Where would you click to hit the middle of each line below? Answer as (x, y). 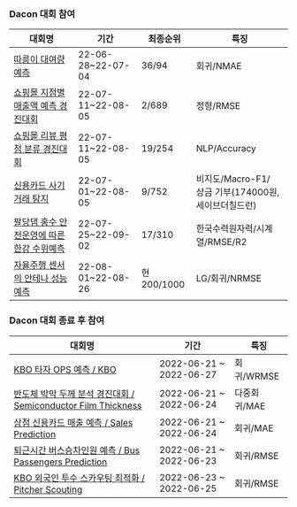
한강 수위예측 (39, 249)
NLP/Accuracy (226, 149)
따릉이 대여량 (39, 59)
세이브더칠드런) (226, 205)
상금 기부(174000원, (238, 192)
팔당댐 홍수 (35, 222)
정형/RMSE (218, 106)
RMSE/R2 (227, 242)
